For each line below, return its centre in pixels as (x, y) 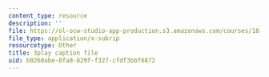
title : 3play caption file (53, 53)
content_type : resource (48, 16)
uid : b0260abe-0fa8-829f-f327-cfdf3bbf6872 (82, 61)
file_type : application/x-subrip (64, 38)
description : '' (35, 23)
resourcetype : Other (43, 46)
